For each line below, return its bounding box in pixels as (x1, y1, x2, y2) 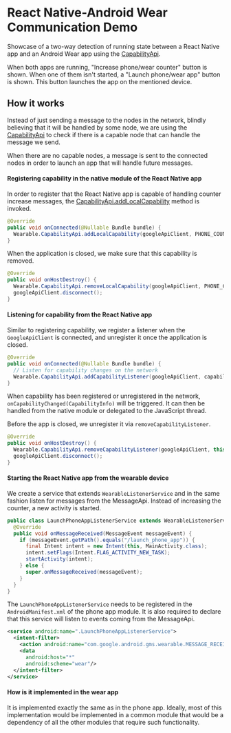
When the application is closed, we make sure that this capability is (7, 250, 197, 258)
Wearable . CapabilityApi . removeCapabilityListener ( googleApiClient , (13, 446, 211, 453)
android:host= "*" (25, 654, 76, 661)
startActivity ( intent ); (25, 556, 94, 563)
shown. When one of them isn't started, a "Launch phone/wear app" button (7, 70, 221, 79)
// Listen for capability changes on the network (13, 367, 158, 374)
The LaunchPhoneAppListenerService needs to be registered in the (7, 600, 192, 608)
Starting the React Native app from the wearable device (7, 474, 169, 482)
